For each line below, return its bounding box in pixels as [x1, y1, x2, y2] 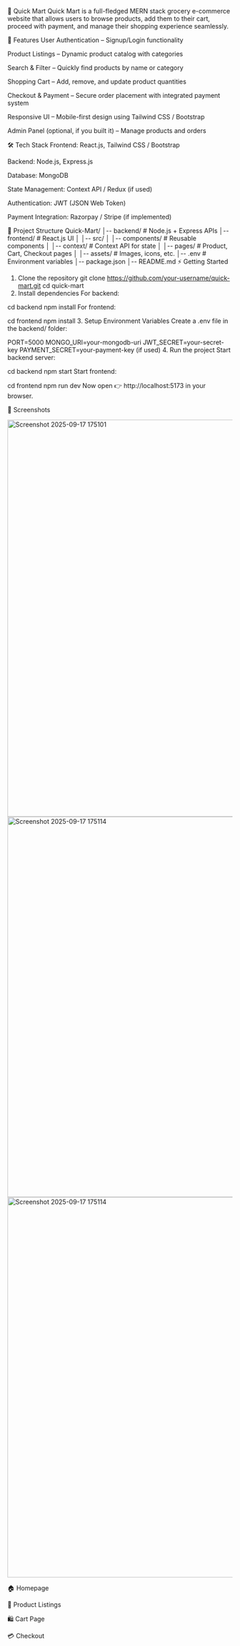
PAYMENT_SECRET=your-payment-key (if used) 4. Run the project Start [19, 346, 231, 354]
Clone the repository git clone [17, 274, 106, 282]
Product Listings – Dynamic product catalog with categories [7, 50, 184, 58]
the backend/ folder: [7, 324, 68, 332]
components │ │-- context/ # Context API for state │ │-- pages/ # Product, [7, 241, 228, 250]
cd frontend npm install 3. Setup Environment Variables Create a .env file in [7, 316, 229, 325]
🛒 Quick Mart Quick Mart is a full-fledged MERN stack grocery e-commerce [7, 7, 231, 15]
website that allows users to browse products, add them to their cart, [7, 14, 211, 23]
